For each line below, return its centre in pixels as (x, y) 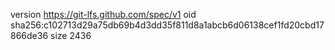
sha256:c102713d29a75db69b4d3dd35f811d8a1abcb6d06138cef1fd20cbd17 (167, 25)
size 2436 (71, 35)
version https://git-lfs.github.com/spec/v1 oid (103, 14)
